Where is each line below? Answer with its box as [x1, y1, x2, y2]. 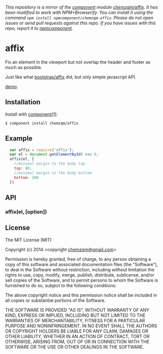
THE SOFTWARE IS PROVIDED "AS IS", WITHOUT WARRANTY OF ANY [5, 307, 150, 313]
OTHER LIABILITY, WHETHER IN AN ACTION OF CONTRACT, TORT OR [5, 333, 150, 339]
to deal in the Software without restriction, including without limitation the [5, 267, 155, 273]
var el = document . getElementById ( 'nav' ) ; [9, 152, 99, 157]
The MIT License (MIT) [5, 237, 52, 243]
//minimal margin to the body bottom [14, 170, 92, 175]
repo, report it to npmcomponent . [5, 25, 73, 31]
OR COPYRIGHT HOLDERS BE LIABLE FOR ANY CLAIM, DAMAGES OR [5, 328, 149, 334]
